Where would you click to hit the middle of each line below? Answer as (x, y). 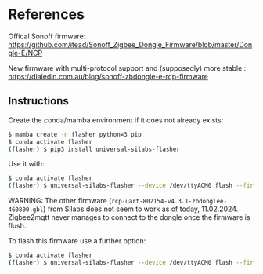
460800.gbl (26, 210)
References (46, 15)
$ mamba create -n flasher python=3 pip (75, 134)
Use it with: (26, 164)
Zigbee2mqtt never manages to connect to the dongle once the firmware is (129, 217)
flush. (17, 226)
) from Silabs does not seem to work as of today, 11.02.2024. (141, 209)
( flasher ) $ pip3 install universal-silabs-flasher (94, 149)
